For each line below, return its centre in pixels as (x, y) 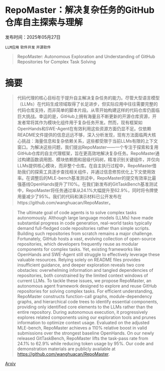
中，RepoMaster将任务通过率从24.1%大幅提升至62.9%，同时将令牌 (85, 190)
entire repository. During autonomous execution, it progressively (82, 312)
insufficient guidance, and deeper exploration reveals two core (81, 265)
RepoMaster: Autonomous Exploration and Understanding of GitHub (86, 56)
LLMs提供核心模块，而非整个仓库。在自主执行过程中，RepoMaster (85, 165)
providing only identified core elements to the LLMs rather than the (85, 307)
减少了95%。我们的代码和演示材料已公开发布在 (74, 196)
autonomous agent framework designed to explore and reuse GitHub (87, 286)
